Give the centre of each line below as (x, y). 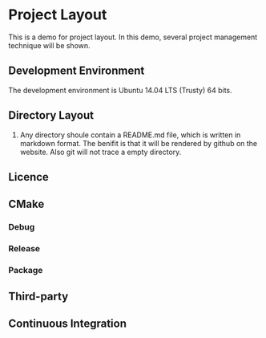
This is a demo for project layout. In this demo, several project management (133, 37)
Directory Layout (51, 115)
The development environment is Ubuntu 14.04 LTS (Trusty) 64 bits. (120, 90)
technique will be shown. (49, 45)
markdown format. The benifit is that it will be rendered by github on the (139, 143)
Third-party (38, 296)
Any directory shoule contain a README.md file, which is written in (130, 135)
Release (24, 249)
